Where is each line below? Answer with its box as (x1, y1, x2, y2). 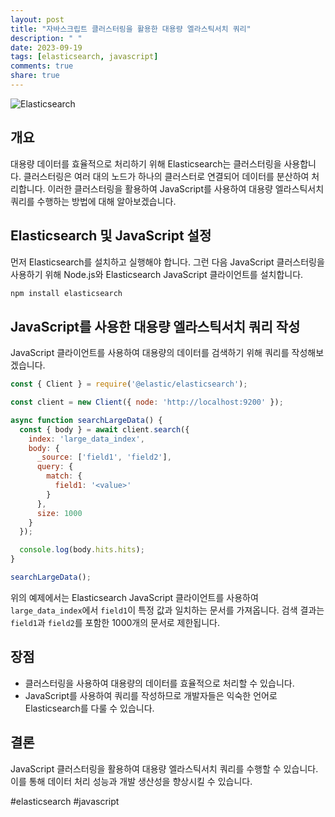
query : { (36, 462, 74, 472)
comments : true (10, 61, 74, 71)
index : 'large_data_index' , (28, 434, 145, 444)
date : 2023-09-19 (10, 42, 83, 53)
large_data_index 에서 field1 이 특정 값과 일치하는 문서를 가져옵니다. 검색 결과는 (10, 604, 325, 616)
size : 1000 (36, 508, 83, 518)
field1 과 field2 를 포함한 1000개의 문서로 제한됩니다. (10, 616, 221, 628)
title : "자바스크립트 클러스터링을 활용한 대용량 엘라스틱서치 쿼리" (10, 24, 252, 34)
